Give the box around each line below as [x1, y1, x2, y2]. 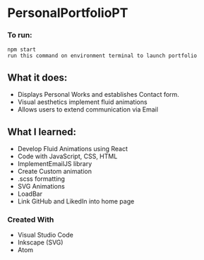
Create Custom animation [17, 167, 92, 176]
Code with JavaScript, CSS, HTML [17, 152, 118, 160]
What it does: [7, 71, 68, 83]
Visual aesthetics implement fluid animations [17, 97, 148, 107]
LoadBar [17, 189, 42, 199]
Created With [7, 215, 54, 225]
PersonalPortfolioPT [7, 5, 128, 21]
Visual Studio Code [17, 231, 74, 240]
